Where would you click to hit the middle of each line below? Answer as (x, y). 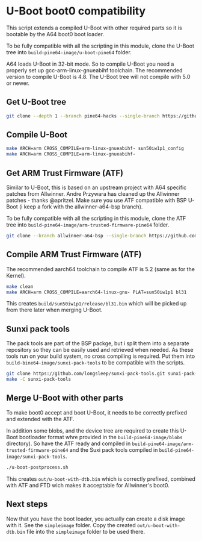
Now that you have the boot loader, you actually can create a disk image (96, 519)
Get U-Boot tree (36, 102)
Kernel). (16, 275)
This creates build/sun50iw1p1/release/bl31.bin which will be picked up (96, 304)
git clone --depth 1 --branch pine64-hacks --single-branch (83, 116)
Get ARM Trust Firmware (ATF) (65, 173)
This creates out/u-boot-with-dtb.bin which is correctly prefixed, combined (101, 479)
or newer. (18, 83)
